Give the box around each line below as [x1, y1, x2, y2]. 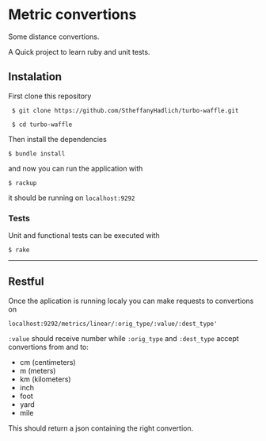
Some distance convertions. [8, 32, 100, 41]
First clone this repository [8, 91, 92, 101]
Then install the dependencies [8, 134, 107, 144]
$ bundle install [8, 149, 66, 158]
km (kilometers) [19, 374, 71, 384]
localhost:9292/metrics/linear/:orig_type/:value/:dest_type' [8, 320, 218, 328]
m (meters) [19, 366, 56, 375]
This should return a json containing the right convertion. [8, 423, 194, 433]
